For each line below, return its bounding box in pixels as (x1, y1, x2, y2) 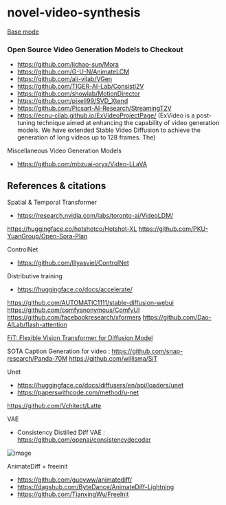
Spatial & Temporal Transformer (7, 198, 98, 207)
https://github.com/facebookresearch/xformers (7, 313, 142, 322)
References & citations (7, 180, 106, 192)
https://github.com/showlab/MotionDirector (16, 89, 141, 98)
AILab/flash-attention (7, 321, 67, 329)
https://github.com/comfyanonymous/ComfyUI (7, 306, 140, 314)
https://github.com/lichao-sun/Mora (16, 60, 119, 69)
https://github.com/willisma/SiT (68, 355, 158, 363)
